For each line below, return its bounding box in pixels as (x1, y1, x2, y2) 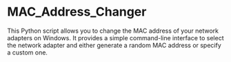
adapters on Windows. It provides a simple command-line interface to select (7, 33, 224, 42)
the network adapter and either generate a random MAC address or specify (7, 41, 222, 49)
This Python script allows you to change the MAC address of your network (7, 27, 219, 35)
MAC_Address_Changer (7, 4, 147, 20)
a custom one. (7, 48, 48, 57)
